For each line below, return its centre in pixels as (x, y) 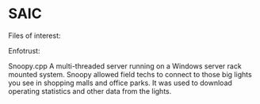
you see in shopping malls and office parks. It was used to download (120, 83)
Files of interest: (34, 35)
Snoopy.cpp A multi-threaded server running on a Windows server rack (125, 66)
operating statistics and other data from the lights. (90, 91)
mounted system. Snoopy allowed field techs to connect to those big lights (130, 74)
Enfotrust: (24, 50)
